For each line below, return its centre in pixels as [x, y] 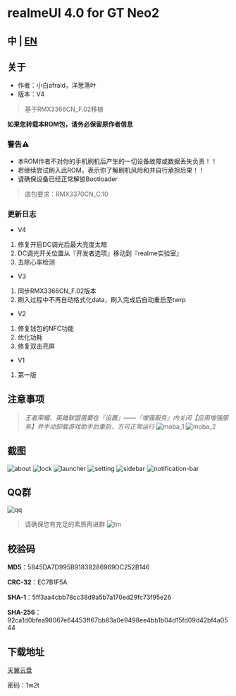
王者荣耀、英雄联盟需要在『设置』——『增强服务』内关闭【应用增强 [123, 417]
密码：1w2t [24, 685]
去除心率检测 [36, 262]
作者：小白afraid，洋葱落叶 [57, 86]
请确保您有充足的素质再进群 [65, 524]
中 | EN [22, 41]
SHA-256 [21, 613]
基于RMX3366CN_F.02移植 [64, 109]
